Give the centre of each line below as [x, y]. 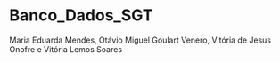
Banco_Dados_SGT [81, 15]
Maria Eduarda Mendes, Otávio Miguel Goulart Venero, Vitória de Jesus [140, 40]
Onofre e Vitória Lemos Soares [66, 49]
